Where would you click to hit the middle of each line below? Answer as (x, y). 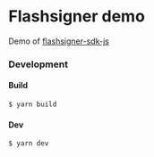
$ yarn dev (29, 144)
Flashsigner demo (77, 17)
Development (38, 64)
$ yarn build (33, 104)
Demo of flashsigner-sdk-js (59, 41)
